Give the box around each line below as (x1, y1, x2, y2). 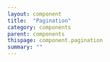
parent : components (7, 30, 65, 38)
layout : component (7, 10, 62, 18)
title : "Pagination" (7, 17, 72, 24)
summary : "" (7, 43, 43, 51)
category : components (7, 24, 72, 31)
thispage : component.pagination (7, 37, 103, 44)
